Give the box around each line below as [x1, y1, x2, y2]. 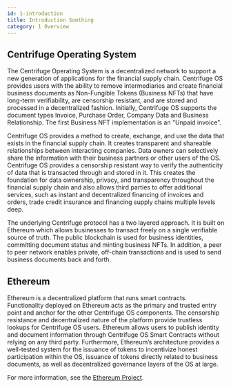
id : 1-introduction [7, 10, 63, 17]
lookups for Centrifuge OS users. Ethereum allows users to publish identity [7, 323, 219, 331]
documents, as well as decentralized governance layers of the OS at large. [7, 360, 219, 368]
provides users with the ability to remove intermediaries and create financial [7, 82, 223, 90]
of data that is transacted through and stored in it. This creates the [7, 169, 196, 177]
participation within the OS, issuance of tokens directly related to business [7, 353, 219, 360]
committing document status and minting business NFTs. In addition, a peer [7, 241, 222, 249]
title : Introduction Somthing [7, 17, 94, 24]
